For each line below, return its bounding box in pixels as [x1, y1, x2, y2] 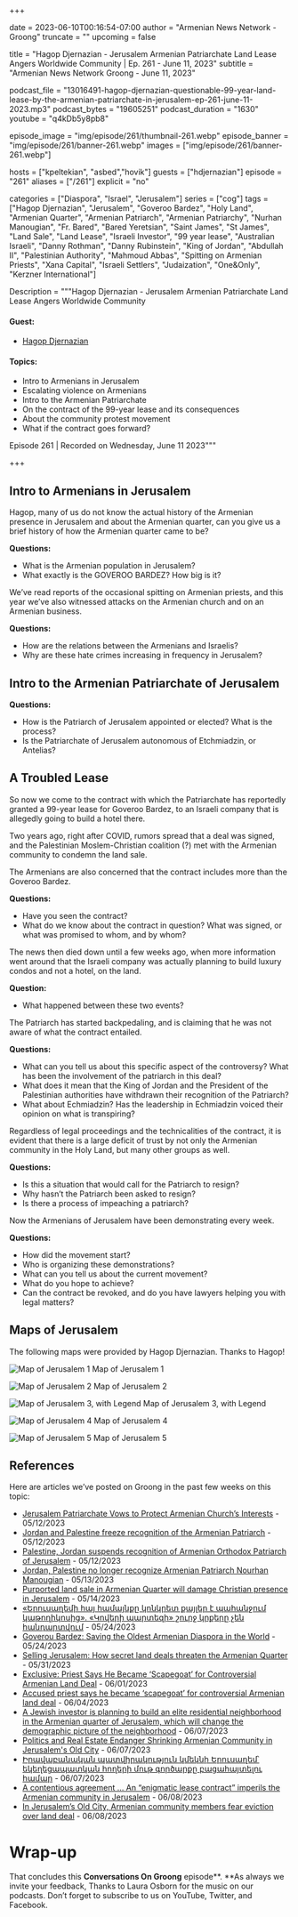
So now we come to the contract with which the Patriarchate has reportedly [9, 793, 286, 805]
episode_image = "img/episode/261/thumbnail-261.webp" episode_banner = [9, 131, 289, 141]
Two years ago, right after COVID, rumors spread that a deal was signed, [9, 830, 276, 841]
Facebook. [9, 1900, 49, 1911]
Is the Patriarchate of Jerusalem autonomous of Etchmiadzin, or [21, 736, 256, 746]
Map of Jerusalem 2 [93, 1381, 167, 1391]
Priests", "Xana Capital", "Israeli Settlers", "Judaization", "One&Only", [9, 260, 261, 270]
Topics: [9, 356, 38, 366]
